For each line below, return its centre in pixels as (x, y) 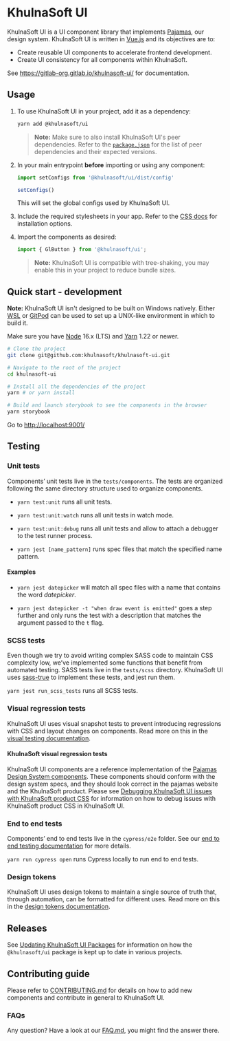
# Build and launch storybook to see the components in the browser (107, 405)
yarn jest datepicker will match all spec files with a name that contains (119, 587)
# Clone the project (37, 349)
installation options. (45, 224)
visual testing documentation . (49, 738)
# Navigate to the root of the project (64, 367)
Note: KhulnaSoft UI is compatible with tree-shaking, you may (122, 263)
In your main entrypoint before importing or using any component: (111, 165)
